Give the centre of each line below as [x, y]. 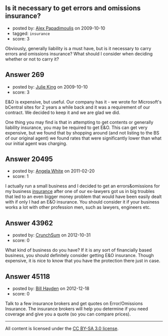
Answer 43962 [29, 223]
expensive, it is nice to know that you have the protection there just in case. [83, 261]
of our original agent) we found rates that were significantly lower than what [83, 138]
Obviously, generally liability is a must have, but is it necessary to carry [78, 48]
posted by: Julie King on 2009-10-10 [50, 86]
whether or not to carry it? [32, 59]
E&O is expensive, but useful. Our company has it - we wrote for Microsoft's [83, 101]
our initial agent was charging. [36, 143]
